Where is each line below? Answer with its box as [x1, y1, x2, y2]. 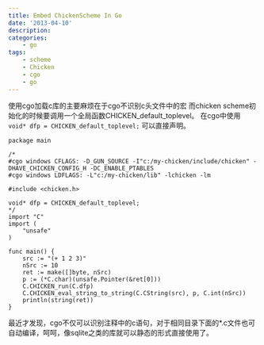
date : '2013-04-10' [8, 19, 73, 27]
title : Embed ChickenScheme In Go [8, 11, 123, 20]
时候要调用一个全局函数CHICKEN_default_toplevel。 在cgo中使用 [29, 110, 241, 120]
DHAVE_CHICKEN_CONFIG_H [8, 164, 87, 172]
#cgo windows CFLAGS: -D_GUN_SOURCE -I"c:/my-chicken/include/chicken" [8, 157, 250, 165]
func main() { [8, 247, 55, 255]
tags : [8, 48, 26, 56]
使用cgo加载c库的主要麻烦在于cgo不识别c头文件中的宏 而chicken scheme [8, 101, 250, 110]
